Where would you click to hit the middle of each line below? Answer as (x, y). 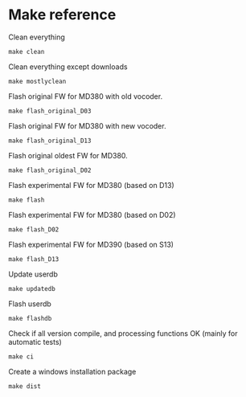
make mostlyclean (37, 81)
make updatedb (32, 289)
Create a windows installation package (72, 371)
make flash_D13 (34, 259)
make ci (21, 356)
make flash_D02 (34, 229)
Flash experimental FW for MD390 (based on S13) (91, 244)
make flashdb (30, 318)
